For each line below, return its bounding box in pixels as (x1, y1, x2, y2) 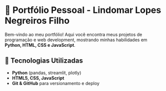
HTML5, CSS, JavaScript (11, 75, 64, 81)
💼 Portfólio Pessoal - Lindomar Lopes (4, 4, 161, 16)
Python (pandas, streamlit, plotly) (11, 70, 81, 76)
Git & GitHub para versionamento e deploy (11, 80, 99, 86)
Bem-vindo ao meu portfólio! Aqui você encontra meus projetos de (4, 31, 142, 37)
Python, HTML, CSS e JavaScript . (4, 42, 75, 48)
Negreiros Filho (4, 15, 70, 26)
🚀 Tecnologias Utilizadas (4, 57, 83, 65)
